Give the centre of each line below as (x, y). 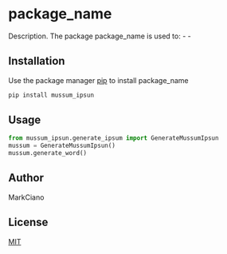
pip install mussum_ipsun (51, 95)
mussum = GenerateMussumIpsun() (62, 146)
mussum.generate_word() (48, 153)
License (28, 222)
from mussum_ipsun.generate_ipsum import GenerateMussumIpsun (113, 138)
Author (26, 178)
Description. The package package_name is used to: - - (100, 36)
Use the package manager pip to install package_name (98, 80)
